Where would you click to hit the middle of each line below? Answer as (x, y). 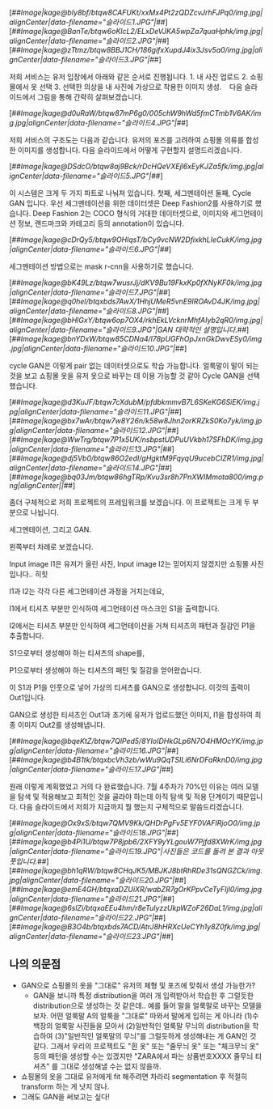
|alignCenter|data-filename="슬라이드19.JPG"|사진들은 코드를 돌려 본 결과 (129, 851)
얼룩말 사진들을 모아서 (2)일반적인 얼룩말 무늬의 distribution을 (153, 1026)
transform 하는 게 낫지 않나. (65, 1086)
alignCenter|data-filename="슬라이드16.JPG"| (92, 750)
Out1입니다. (27, 697)
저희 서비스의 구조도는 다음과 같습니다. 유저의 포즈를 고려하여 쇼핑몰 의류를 (127, 140)
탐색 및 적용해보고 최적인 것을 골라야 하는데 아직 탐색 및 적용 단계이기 (126, 797)
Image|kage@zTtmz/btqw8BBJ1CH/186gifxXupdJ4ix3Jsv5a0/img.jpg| (138, 50)
